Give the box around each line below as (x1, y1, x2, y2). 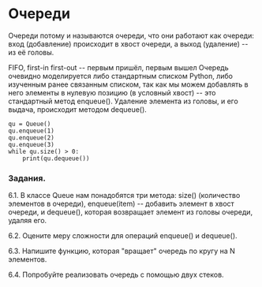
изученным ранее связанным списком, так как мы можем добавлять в (8, 80, 249, 89)
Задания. (8, 173, 46, 184)
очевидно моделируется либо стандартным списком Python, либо (8, 71, 233, 80)
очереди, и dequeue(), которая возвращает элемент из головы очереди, (8, 207, 253, 217)
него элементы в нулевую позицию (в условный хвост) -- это (8, 88, 216, 97)
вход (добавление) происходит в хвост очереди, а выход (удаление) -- (8, 39, 249, 48)
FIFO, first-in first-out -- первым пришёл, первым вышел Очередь (8, 62, 229, 72)
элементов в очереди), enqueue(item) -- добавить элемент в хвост (8, 199, 234, 209)
